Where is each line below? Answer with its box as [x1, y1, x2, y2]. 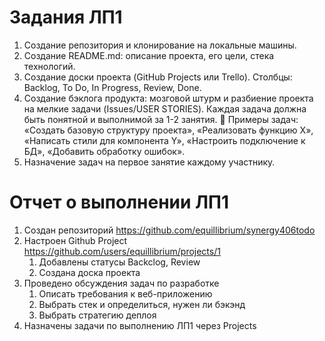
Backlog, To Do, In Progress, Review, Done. [23, 81, 202, 93]
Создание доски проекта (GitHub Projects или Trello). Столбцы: [23, 71, 293, 83]
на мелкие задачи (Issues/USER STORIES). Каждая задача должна [23, 102, 307, 115]
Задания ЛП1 [9, 6, 123, 29]
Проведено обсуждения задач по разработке [23, 277, 220, 289]
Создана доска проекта [38, 266, 141, 278]
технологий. [23, 60, 76, 72]
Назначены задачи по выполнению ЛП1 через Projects [23, 319, 257, 331]
